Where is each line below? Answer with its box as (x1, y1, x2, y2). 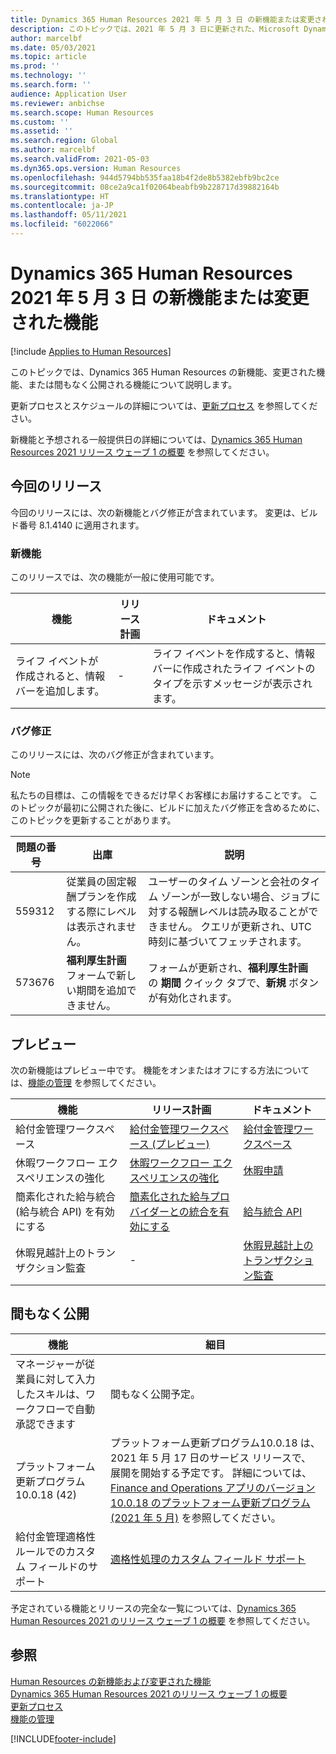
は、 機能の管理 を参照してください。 (10, 1077, 162, 1089)
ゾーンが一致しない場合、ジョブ (160, 890, 311, 904)
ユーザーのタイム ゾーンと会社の (148, 875, 301, 889)
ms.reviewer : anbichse (10, 98, 105, 108)
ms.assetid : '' (10, 126, 74, 136)
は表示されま (66, 920, 127, 934)
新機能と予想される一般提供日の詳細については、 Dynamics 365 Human (10, 433, 303, 445)
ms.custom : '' (10, 117, 70, 127)
